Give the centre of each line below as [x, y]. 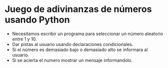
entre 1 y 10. [24, 39]
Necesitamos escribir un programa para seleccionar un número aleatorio [88, 33]
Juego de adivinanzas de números [78, 9]
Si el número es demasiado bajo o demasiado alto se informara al [80, 49]
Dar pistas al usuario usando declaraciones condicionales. [73, 44]
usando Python [37, 20]
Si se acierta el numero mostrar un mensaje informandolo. [72, 60]
